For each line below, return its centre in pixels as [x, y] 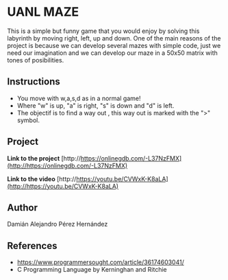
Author [22, 208]
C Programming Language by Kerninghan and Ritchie [92, 270]
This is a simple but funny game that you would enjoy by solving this [103, 31]
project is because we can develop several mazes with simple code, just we [114, 45]
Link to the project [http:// [44, 158]
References [32, 245]
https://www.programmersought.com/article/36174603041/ [101, 262]
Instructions [34, 82]
